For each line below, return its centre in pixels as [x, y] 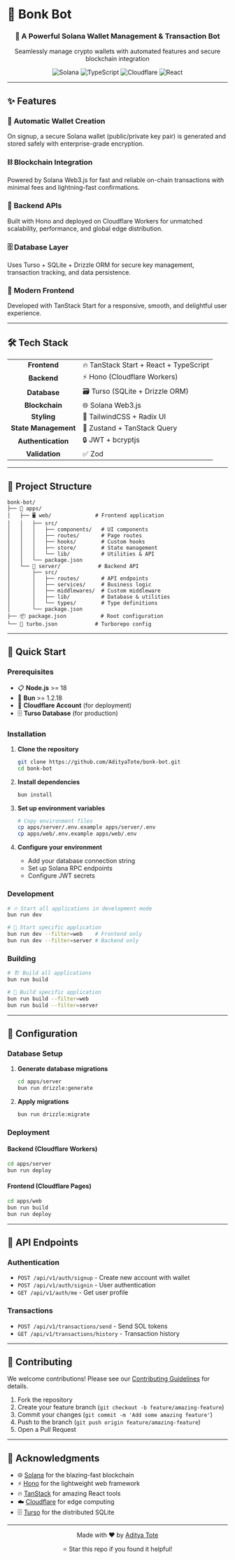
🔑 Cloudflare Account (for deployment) [74, 705]
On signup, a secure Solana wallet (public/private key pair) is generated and [116, 137]
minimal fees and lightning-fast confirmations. [73, 188]
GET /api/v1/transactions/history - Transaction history [98, 1333]
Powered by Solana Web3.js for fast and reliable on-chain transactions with [116, 180]
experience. [24, 313]
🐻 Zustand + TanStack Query [130, 428]
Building [22, 958]
